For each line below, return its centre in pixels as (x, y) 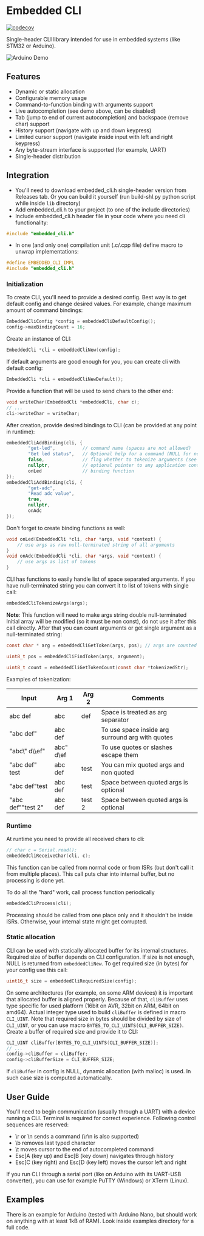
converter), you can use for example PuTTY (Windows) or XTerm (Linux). (98, 1181)
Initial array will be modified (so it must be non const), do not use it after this (101, 621)
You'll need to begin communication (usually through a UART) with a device (101, 1112)
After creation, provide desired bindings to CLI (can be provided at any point (102, 425)
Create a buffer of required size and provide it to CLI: (72, 1031)
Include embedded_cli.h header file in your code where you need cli (100, 216)
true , (35, 499)
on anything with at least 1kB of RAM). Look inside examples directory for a (100, 1221)
